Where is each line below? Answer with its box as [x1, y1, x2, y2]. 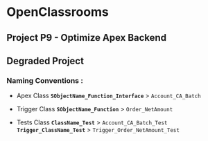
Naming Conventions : [6, 75, 84, 85]
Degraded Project [6, 55, 85, 66]
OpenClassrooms [6, 4, 109, 20]
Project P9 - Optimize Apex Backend [6, 32, 167, 44]
